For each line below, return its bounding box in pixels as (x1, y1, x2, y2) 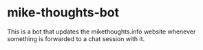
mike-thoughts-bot (7, 5, 119, 21)
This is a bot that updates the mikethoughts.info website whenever (7, 27, 196, 36)
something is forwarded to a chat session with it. (7, 34, 145, 42)
